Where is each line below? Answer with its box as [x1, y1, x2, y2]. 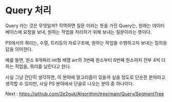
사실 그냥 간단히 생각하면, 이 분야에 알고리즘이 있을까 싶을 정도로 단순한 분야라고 [5, 74, 166, 80]
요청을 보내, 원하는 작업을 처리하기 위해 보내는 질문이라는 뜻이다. [23, 29, 152, 35]
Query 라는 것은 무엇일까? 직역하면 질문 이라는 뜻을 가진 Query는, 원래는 [5, 22, 151, 29]
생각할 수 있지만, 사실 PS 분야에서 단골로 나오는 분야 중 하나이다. [5, 80, 135, 87]
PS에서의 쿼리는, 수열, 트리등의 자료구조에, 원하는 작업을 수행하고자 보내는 [5, 39, 154, 46]
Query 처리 [5, 5, 51, 16]
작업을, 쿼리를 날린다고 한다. [14, 63, 71, 69]
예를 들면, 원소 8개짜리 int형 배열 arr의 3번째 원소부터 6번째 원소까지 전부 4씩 [5, 57, 160, 63]
